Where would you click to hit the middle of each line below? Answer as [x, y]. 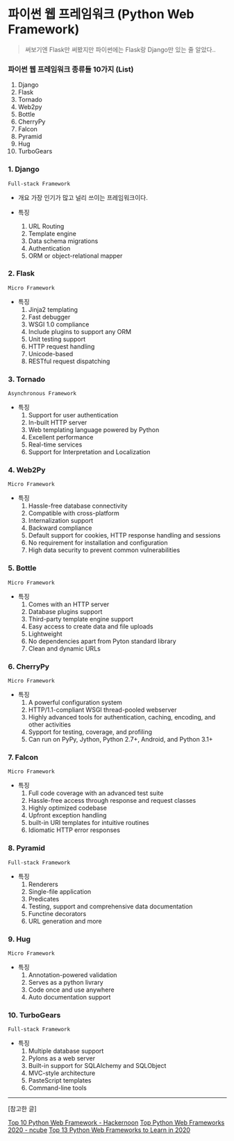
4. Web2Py [27, 470]
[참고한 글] [22, 1109]
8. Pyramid [27, 848]
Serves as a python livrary [66, 982]
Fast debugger [49, 317]
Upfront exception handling [67, 815]
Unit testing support [57, 339]
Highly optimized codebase [67, 808]
